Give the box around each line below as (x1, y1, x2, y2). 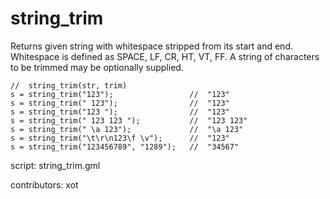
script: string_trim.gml (10, 159, 101, 171)
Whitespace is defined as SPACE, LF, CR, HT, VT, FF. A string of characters (10, 50, 320, 62)
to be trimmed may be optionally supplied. (10, 61, 184, 73)
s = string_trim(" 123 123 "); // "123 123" (10, 115, 248, 126)
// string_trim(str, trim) (10, 80, 128, 91)
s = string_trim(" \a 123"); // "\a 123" (10, 124, 244, 134)
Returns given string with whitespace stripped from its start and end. (10, 40, 293, 52)
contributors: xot (10, 178, 79, 191)
